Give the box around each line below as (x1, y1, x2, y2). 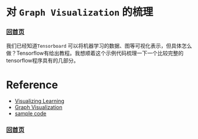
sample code (14, 110, 47, 117)
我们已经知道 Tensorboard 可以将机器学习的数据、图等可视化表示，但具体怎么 (6, 42, 192, 49)
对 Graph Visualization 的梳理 (6, 5, 154, 19)
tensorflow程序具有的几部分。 (6, 57, 79, 64)
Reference (6, 78, 58, 91)
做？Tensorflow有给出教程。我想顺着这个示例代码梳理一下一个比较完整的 (6, 49, 184, 57)
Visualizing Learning (14, 98, 65, 105)
